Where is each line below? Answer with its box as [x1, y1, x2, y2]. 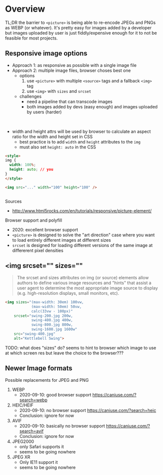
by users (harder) [26, 109, 62, 115]
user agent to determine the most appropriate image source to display [17, 285, 158, 291]
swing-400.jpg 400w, [31, 318, 73, 323]
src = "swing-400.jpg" [14, 331, 56, 336]
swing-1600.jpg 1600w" [31, 327, 78, 332]
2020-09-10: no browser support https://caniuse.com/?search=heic [19, 407, 156, 413]
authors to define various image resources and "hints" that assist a [17, 280, 152, 286]
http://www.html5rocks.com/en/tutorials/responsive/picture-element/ [12, 208, 152, 214]
